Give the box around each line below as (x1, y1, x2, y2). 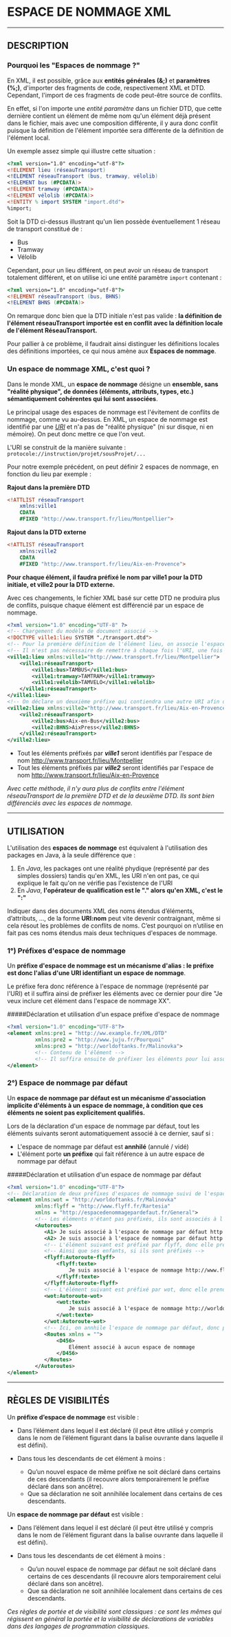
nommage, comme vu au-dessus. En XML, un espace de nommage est (7, 415, 208, 423)
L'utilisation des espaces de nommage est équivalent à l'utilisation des (7, 844, 208, 852)
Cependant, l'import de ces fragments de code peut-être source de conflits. (7, 91, 223, 99)
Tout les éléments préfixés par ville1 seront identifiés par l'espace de (16, 749, 212, 758)
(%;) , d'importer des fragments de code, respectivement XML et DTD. (7, 83, 206, 92)
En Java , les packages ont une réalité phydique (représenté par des (16, 864, 210, 873)
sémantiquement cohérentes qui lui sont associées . (7, 394, 158, 403)
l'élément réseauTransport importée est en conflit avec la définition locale (7, 319, 223, 328)
